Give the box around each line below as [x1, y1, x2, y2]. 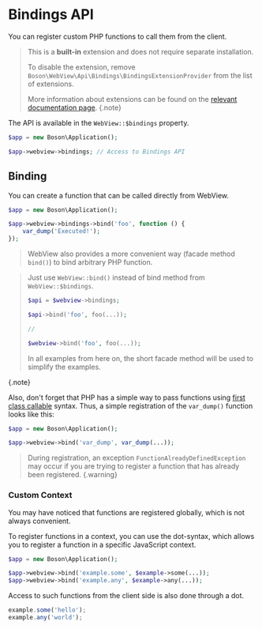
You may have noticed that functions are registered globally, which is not [8, 507, 245, 517]
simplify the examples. [27, 362, 101, 371]
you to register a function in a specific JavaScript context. [8, 540, 196, 549]
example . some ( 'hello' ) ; [8, 606, 87, 614]
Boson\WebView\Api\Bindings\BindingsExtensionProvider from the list [27, 70, 253, 80]
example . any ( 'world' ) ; [8, 614, 83, 622]
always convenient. [8, 516, 71, 525]
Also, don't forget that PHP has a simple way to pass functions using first [8, 393, 246, 402]
